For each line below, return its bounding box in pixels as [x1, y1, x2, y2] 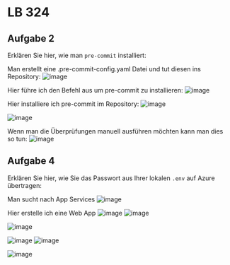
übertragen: [7, 181, 42, 189]
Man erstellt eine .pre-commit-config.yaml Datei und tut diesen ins [7, 65, 202, 73]
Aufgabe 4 [7, 155, 55, 167]
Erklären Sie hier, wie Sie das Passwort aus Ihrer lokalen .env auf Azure [7, 174, 216, 182]
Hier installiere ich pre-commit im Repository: [7, 100, 139, 108]
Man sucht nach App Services [7, 195, 96, 204]
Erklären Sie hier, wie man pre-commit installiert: [7, 51, 146, 59]
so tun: [7, 135, 28, 143]
